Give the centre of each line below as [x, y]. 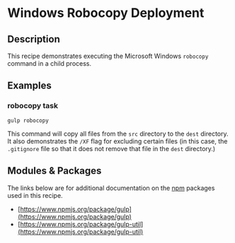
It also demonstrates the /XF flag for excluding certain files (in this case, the [117, 141]
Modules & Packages [55, 171]
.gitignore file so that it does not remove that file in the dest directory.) [111, 148]
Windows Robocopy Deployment [106, 13]
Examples [29, 86]
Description [34, 39]
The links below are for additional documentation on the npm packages [111, 188]
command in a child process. [50, 64]
